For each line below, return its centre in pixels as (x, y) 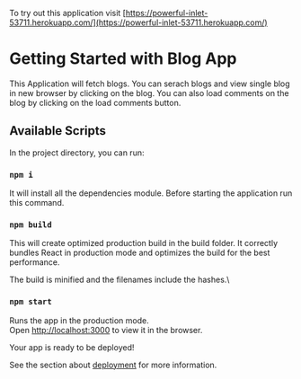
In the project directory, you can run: (77, 153)
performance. (35, 262)
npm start (31, 302)
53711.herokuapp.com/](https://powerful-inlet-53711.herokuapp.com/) (138, 22)
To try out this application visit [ (67, 13)
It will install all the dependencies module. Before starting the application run (151, 193)
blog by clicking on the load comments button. (95, 102)
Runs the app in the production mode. (80, 320)
